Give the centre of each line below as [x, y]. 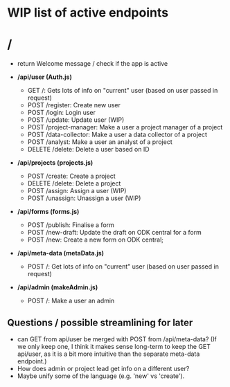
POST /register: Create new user [74, 105]
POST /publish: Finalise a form [71, 225]
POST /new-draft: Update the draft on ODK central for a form [115, 233]
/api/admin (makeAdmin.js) [57, 287]
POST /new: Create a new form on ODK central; [96, 240]
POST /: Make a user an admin [71, 301]
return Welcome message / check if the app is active [92, 64]
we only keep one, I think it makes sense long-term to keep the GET [114, 346]
